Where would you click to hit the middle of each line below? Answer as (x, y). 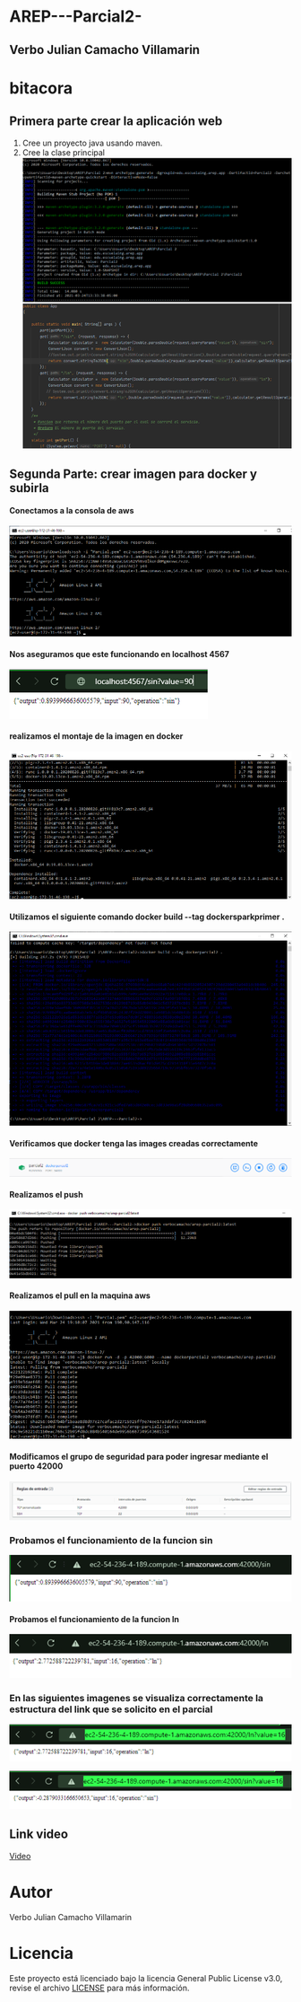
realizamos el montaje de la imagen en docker (96, 736)
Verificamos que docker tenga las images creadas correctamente (133, 1143)
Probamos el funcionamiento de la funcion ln (94, 1619)
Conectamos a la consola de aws (72, 511)
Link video (39, 1835)
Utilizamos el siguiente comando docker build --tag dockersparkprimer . (147, 917)
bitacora (41, 88)
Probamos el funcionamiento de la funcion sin (111, 1540)
